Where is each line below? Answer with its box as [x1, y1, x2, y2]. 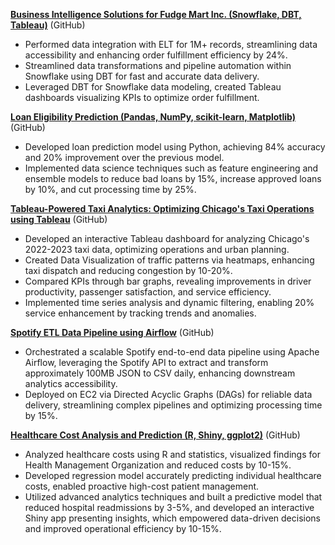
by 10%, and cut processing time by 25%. [24, 184, 197, 195]
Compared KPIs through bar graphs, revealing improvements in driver [24, 275, 312, 287]
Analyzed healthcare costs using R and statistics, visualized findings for [24, 449, 321, 460]
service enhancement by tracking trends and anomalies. [24, 307, 257, 319]
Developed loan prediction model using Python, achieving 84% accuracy [24, 141, 326, 153]
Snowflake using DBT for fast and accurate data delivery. [24, 70, 260, 82]
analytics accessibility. [24, 378, 118, 389]
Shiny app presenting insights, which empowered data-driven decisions [24, 512, 321, 524]
